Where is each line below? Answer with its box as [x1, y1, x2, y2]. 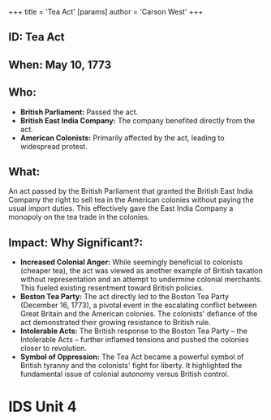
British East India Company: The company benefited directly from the [19, 115, 256, 125]
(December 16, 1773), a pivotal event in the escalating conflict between [19, 300, 257, 311]
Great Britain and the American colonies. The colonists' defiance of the [19, 309, 258, 319]
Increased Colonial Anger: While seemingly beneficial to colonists [19, 257, 243, 267]
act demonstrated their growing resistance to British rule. [19, 318, 211, 328]
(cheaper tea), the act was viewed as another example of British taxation [19, 266, 264, 276]
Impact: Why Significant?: [8, 235, 144, 250]
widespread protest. [19, 141, 88, 151]
